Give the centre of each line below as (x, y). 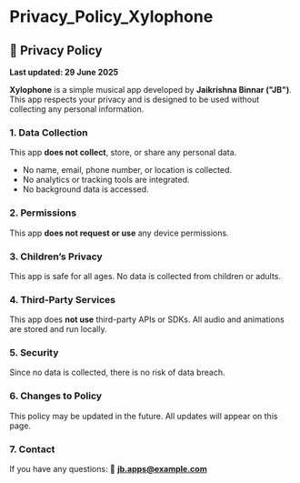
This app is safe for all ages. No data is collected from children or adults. (145, 276)
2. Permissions (43, 213)
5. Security (34, 353)
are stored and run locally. (58, 329)
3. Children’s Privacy (56, 257)
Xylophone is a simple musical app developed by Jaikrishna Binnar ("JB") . (151, 90)
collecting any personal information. (77, 109)
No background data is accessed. (85, 189)
